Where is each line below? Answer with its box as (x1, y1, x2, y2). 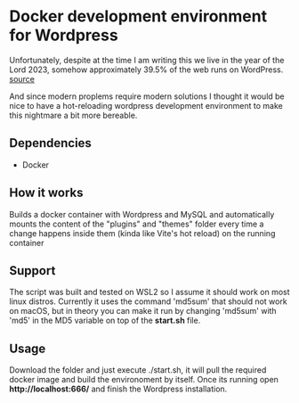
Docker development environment (9, 6, 268, 27)
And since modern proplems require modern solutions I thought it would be (9, 91, 285, 102)
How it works (9, 185, 84, 201)
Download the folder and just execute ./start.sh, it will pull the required (9, 365, 267, 375)
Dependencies (9, 136, 92, 151)
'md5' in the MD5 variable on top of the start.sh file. (9, 315, 201, 326)
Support (9, 263, 56, 278)
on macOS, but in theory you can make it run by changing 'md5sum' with (9, 306, 278, 317)
